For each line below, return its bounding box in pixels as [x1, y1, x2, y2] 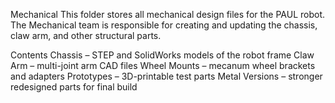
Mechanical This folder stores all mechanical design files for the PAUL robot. [10, 9, 326, 20]
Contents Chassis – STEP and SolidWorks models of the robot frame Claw [10, 49, 315, 61]
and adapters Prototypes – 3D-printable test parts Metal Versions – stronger [10, 70, 323, 82]
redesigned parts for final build [10, 81, 138, 93]
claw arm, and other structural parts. [10, 30, 162, 41]
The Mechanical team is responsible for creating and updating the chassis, [10, 19, 318, 31]
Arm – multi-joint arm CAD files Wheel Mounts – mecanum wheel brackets [10, 60, 316, 71]
